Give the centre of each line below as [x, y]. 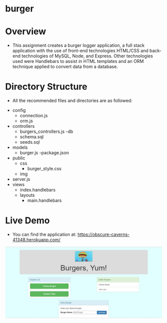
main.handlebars [44, 201]
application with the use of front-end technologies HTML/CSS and [80, 51]
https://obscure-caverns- [104, 234]
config [19, 110]
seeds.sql [30, 142]
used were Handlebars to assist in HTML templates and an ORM [78, 61]
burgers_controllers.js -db [46, 132]
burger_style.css [44, 169]
